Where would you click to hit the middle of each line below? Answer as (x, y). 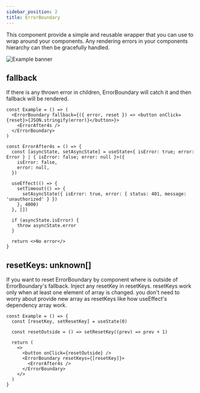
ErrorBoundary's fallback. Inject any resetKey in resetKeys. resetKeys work (99, 286)
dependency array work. (37, 305)
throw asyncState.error (47, 226)
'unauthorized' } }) (32, 199)
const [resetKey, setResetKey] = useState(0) (70, 322)
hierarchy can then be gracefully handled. (58, 47)
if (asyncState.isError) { (45, 220)
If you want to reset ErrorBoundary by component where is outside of (92, 280)
